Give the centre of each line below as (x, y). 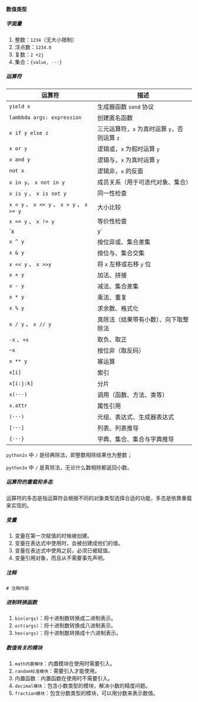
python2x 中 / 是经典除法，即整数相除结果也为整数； (69, 454)
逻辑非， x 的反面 (120, 171)
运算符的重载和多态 (29, 482)
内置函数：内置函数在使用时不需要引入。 (64, 678)
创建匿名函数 (115, 118)
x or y (18, 148)
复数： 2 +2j (29, 54)
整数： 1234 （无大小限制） (46, 40)
